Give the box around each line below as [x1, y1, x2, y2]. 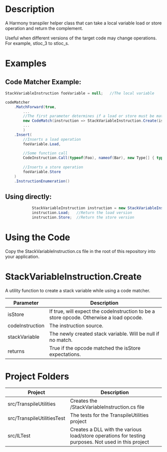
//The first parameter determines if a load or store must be [23, 114, 155, 119]
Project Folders [5, 371, 70, 382]
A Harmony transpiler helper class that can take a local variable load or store [5, 20, 162, 26]
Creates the [70, 397, 97, 404]
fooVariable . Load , [23, 141, 61, 147]
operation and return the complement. [5, 25, 83, 31]
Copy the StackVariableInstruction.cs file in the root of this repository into [5, 248, 156, 254]
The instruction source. [49, 322, 103, 329]
